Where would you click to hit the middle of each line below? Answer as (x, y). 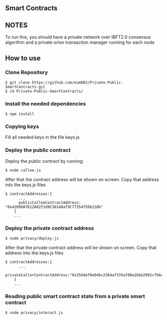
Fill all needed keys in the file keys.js (42, 137)
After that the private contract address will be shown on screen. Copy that (81, 248)
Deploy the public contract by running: (44, 161)
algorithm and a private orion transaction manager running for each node (80, 42)
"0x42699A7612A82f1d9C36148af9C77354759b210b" (54, 207)
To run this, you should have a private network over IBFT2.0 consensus (78, 37)
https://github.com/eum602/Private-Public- (77, 82)
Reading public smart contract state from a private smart (75, 296)
